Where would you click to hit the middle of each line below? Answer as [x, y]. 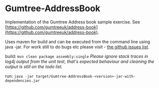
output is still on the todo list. [34, 67]
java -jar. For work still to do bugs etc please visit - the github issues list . [77, 47]
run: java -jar [19, 76]
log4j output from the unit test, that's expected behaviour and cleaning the [80, 61]
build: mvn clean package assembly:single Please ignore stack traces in [77, 56]
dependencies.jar [23, 81]
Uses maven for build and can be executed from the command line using [78, 41]
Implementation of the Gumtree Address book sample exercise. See [73, 22]
